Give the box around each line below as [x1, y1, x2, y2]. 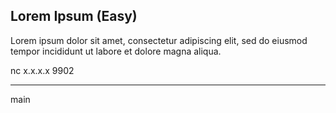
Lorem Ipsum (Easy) [10, 8, 138, 25]
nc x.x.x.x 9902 [10, 64, 75, 76]
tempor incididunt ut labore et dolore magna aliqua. [10, 45, 222, 57]
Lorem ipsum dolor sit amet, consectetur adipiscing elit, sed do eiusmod [10, 34, 308, 46]
